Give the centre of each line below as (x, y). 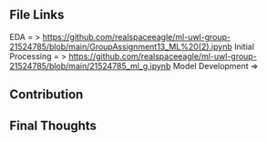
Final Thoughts (53, 125)
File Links (37, 15)
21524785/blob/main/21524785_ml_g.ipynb (90, 66)
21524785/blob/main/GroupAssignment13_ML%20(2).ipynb (121, 46)
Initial (244, 46)
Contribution (46, 95)
